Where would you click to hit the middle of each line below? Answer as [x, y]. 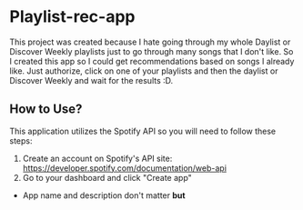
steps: [21, 140]
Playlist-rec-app [72, 17]
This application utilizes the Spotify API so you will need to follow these [143, 131]
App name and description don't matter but [104, 195]
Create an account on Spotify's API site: [97, 158]
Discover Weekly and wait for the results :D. [91, 80]
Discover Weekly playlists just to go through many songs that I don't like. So [151, 51]
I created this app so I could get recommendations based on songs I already [152, 61]
